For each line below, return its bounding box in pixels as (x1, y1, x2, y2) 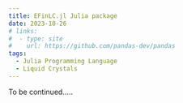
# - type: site (8, 34, 63, 43)
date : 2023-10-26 (8, 19, 67, 28)
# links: (8, 27, 38, 35)
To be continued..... (8, 87, 74, 97)
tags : (8, 49, 27, 58)
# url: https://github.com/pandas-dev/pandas (8, 42, 176, 50)
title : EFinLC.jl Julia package (8, 11, 117, 20)
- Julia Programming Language (15, 58, 117, 66)
